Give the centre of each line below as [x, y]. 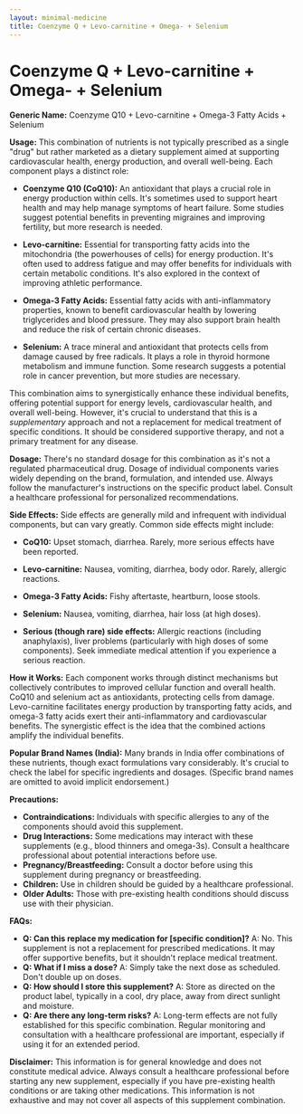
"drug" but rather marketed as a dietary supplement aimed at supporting [145, 152]
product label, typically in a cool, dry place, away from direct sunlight [151, 996]
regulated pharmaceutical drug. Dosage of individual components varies [144, 469]
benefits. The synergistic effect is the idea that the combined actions [137, 726]
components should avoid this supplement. [103, 827]
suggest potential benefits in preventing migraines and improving [143, 217]
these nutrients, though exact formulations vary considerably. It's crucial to [149, 763]
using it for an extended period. [81, 1044]
